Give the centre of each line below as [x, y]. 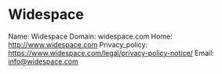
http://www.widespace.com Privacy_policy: [78, 44]
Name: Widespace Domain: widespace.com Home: [90, 36]
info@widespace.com [43, 61]
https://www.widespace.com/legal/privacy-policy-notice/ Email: [111, 53]
